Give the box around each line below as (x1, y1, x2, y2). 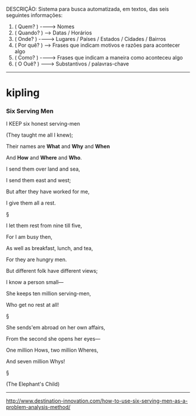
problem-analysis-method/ (6, 404, 71, 411)
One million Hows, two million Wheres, (6, 346, 99, 353)
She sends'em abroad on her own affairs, (6, 324, 106, 331)
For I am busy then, (6, 234, 52, 241)
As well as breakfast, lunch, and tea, (6, 245, 93, 252)
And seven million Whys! (6, 358, 65, 365)
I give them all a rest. (6, 199, 57, 207)
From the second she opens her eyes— (6, 335, 101, 342)
